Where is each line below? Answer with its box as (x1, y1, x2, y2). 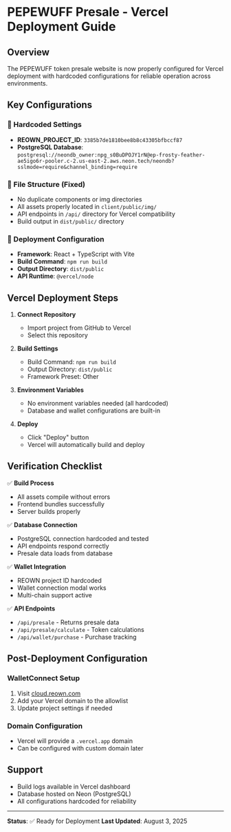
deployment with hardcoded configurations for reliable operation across (7, 72, 211, 80)
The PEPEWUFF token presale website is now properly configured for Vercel (7, 65, 224, 72)
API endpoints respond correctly (16, 542, 109, 550)
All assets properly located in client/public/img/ (16, 202, 157, 210)
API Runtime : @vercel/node (16, 272, 94, 280)
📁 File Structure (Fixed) (7, 179, 86, 189)
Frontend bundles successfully (16, 499, 105, 508)
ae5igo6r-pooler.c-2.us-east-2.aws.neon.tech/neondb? (16, 157, 175, 164)
